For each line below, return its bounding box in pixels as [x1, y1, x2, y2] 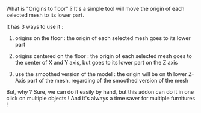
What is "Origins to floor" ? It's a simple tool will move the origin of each [6, 5, 185, 12]
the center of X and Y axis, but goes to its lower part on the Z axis [14, 59, 178, 66]
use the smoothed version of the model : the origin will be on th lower [14, 71, 188, 77]
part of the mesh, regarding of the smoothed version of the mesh [26, 77, 188, 84]
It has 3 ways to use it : [6, 23, 64, 30]
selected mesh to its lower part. [6, 11, 84, 19]
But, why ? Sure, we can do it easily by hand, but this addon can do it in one [6, 88, 194, 95]
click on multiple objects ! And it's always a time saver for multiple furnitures [6, 95, 196, 102]
